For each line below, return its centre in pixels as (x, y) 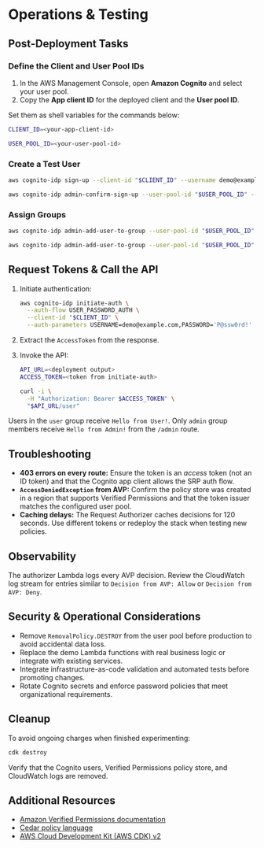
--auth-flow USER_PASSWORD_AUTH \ (83, 310)
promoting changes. (52, 677)
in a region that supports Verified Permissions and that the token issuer (134, 498)
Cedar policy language (56, 828)
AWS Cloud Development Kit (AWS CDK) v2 (90, 836)
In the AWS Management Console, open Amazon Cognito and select (131, 83)
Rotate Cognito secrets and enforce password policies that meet (124, 686)
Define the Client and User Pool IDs (76, 66)
